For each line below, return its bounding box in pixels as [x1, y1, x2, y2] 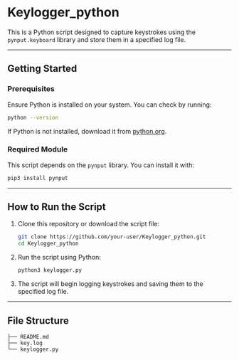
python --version [7, 114, 59, 121]
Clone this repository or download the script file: [17, 220, 160, 228]
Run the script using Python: [17, 253, 101, 262]
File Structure [7, 314, 69, 327]
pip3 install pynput [7, 174, 69, 181]
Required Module [7, 144, 68, 154]
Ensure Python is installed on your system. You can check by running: [7, 100, 212, 109]
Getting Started [7, 63, 78, 75]
